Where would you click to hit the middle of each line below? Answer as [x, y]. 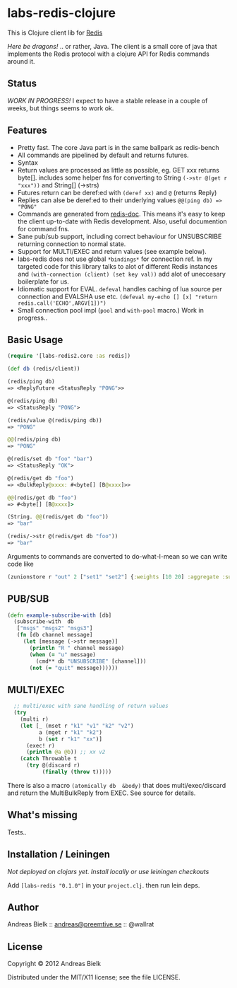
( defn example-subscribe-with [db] [60, 615]
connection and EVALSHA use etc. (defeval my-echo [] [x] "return [117, 296]
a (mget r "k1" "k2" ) [70, 732]
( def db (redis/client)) [44, 369]
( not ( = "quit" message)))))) [74, 668]
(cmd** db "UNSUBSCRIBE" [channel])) [91, 661]
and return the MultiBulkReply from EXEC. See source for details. [102, 793]
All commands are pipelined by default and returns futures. [103, 155]
